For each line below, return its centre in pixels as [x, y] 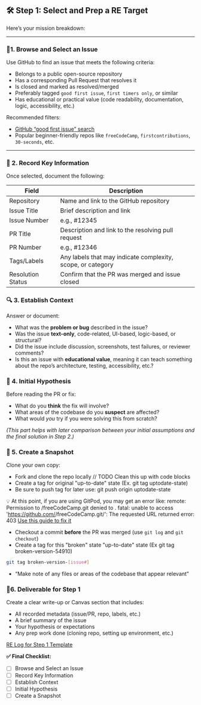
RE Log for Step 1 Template [39, 645]
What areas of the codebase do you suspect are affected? [87, 412]
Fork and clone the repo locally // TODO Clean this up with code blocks [102, 477]
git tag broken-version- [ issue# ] [48, 562]
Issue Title [24, 211]
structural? [28, 340]
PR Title [20, 234]
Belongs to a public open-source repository [68, 74]
